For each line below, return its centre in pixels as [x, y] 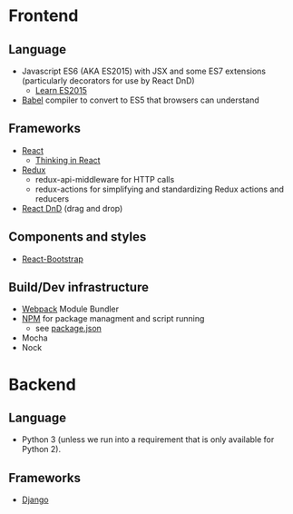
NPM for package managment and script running [113, 319]
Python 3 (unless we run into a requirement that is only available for [148, 440]
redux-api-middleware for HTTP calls [105, 179]
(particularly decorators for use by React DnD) [108, 81]
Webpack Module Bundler [70, 309]
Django [35, 499]
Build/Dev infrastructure [78, 287]
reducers [52, 198]
